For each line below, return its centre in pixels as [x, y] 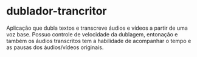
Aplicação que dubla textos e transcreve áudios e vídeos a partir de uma [97, 28]
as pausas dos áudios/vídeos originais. [55, 47]
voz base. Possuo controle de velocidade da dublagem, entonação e [92, 34]
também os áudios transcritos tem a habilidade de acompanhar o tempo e [99, 41]
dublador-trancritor [57, 11]
